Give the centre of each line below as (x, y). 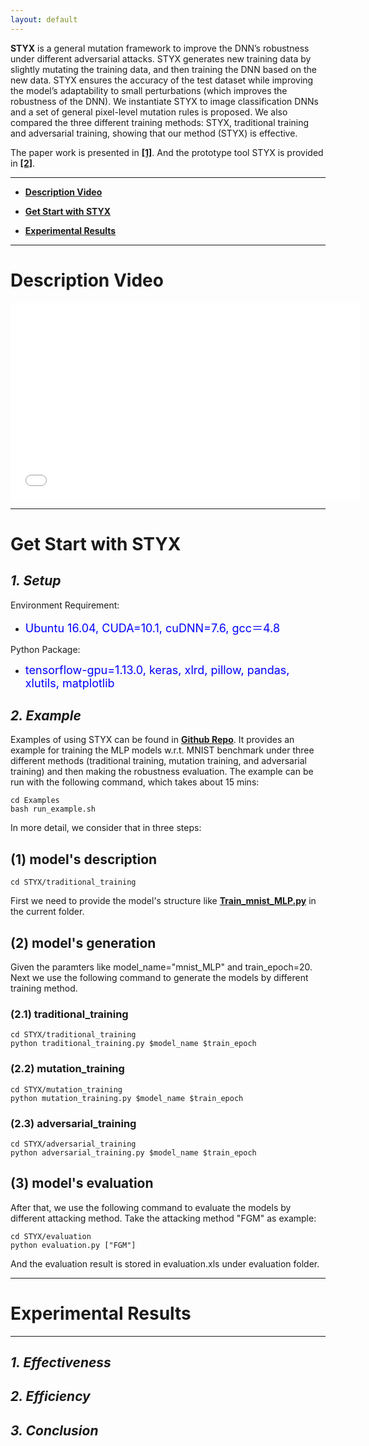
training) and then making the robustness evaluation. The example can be (162, 772)
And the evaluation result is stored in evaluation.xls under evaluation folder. (165, 1263)
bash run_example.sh (53, 809)
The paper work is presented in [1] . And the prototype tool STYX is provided (167, 152)
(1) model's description (84, 859)
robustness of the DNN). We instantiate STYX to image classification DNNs (164, 101)
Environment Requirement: (65, 605)
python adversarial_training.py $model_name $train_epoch (133, 1152)
